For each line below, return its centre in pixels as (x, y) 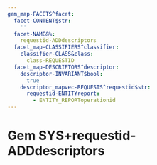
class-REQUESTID (50, 61)
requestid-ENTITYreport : (63, 94)
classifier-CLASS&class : (57, 54)
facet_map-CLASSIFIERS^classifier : (66, 47)
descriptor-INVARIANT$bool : (61, 74)
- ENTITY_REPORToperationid (74, 101)
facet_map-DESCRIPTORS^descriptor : (66, 67)
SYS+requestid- (87, 136)
